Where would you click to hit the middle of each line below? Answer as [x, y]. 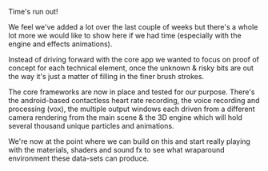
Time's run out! [33, 12]
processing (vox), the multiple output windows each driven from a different [132, 109]
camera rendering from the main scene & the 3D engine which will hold [125, 117]
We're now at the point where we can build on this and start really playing [129, 141]
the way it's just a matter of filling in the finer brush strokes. [106, 76]
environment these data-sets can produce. [79, 158]
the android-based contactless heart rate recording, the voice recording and [134, 100]
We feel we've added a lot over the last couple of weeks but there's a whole [133, 27]
